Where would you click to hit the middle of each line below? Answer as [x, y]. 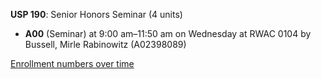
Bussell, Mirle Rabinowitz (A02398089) [105, 44]
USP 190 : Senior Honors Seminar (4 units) [96, 14]
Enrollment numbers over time [72, 63]
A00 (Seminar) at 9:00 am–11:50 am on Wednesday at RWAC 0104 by [168, 33]
